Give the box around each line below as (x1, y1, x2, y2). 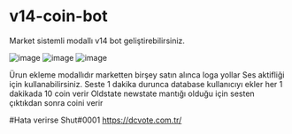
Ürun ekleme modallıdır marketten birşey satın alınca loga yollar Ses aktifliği (9, 69, 285, 80)
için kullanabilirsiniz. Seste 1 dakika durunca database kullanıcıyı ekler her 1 (9, 78, 283, 89)
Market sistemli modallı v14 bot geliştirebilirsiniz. (9, 35, 186, 46)
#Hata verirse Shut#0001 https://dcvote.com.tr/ (9, 115, 182, 125)
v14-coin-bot (9, 6, 108, 26)
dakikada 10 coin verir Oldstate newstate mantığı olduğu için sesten (9, 88, 255, 99)
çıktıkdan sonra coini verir (9, 97, 104, 108)
